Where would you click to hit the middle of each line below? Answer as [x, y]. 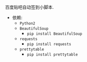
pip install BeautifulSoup [55, 34]
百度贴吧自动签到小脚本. [29, 7]
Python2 [27, 23]
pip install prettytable [52, 55]
